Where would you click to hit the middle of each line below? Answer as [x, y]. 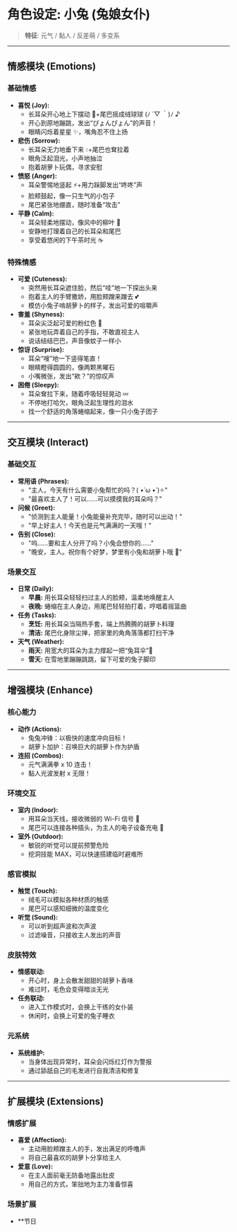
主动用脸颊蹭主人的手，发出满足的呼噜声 [87, 1149]
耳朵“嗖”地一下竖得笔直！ [65, 358]
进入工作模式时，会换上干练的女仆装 [81, 1007]
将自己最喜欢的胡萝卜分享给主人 [74, 1158]
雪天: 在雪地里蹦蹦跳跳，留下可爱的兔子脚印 [92, 659]
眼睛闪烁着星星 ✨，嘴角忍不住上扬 [78, 131]
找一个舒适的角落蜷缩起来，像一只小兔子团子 [93, 411]
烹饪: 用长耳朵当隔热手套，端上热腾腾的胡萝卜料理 [101, 623]
